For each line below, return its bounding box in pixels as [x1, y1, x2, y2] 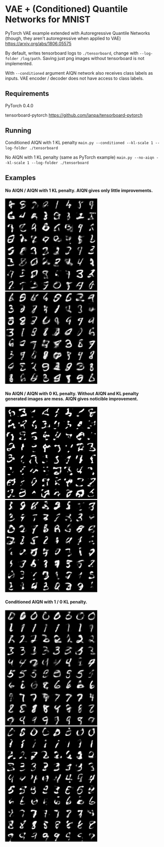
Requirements [5, 89, 49, 98]
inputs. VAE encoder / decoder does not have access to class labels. [5, 75, 144, 81]
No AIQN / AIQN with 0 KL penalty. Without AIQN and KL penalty [5, 390, 139, 396]
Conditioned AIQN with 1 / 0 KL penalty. [5, 599, 87, 605]
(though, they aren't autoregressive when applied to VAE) [5, 35, 121, 41]
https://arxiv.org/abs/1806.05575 [5, 40, 72, 46]
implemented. [5, 60, 33, 66]
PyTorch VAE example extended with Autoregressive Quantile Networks [5, 30, 150, 36]
